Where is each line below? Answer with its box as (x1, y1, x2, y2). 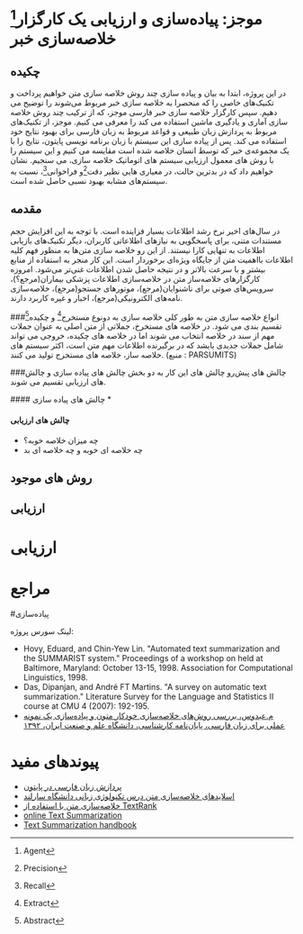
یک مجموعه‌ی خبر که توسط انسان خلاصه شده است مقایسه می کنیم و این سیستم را (10, 145, 290, 156)
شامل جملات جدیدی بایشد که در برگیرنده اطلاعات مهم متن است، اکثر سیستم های (10, 340, 284, 351)
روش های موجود (10, 470, 93, 486)
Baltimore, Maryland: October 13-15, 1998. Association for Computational (22, 662, 293, 673)
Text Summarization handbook (22, 819, 138, 830)
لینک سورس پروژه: (10, 625, 75, 636)
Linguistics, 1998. (22, 672, 88, 683)
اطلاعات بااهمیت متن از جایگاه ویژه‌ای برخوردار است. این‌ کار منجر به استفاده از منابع (10, 254, 293, 265)
